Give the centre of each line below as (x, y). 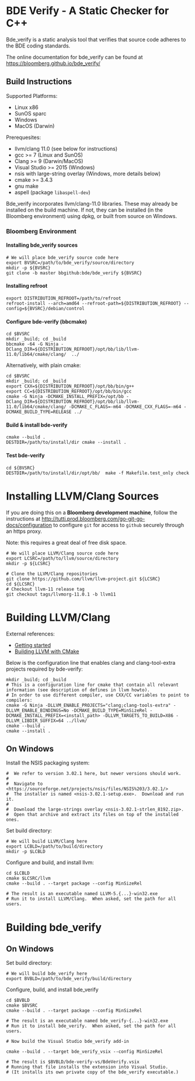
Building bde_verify (54, 927)
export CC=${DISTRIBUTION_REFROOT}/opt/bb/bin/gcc (69, 392)
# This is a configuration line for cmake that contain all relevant (93, 685)
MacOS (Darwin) (34, 126)
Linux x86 (27, 107)
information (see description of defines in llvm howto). (78, 690)
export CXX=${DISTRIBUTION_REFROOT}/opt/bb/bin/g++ (70, 386)
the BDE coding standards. (38, 46)
